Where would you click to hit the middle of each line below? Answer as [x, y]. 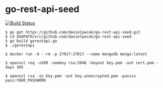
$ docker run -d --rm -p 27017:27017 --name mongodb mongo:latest [76, 54]
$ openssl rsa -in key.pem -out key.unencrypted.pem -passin [71, 76]
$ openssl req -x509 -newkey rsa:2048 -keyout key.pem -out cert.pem [80, 63]
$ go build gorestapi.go [31, 41]
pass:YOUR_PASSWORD [26, 80]
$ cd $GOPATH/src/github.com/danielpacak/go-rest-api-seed [68, 36]
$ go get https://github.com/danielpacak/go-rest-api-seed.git [73, 32]
